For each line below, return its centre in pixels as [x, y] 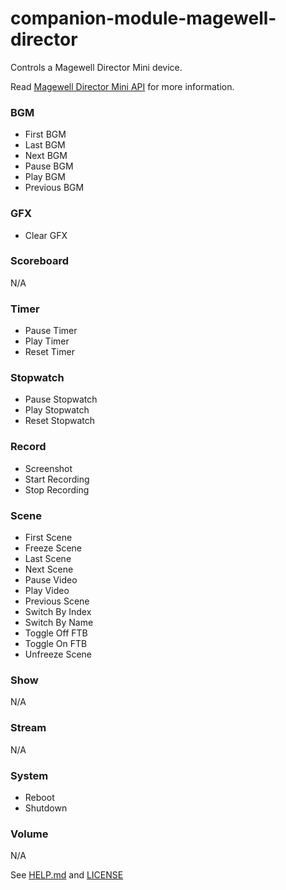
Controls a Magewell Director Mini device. [96, 67]
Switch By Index [58, 612]
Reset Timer [49, 352]
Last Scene [48, 559]
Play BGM [45, 177]
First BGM [45, 134]
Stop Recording [57, 489]
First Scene [48, 538]
